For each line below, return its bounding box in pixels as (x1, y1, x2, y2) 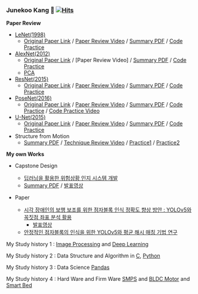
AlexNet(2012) (14, 50, 51, 57)
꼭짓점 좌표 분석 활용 (23, 214, 72, 221)
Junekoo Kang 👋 (6, 6, 55, 14)
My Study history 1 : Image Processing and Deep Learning (6, 241, 149, 248)
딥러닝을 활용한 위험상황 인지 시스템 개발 (23, 174, 118, 182)
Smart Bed (6, 281, 33, 289)
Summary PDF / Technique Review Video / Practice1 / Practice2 (23, 139, 180, 146)
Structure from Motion (14, 133, 70, 140)
